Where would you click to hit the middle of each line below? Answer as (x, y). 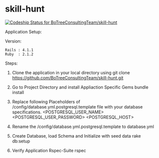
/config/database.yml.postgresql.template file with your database (77, 107)
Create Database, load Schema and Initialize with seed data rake (76, 136)
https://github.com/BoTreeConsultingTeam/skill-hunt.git (68, 78)
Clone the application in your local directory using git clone (71, 72)
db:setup (21, 141)
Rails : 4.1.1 (19, 50)
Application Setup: (24, 32)
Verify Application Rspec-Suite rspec (49, 150)
